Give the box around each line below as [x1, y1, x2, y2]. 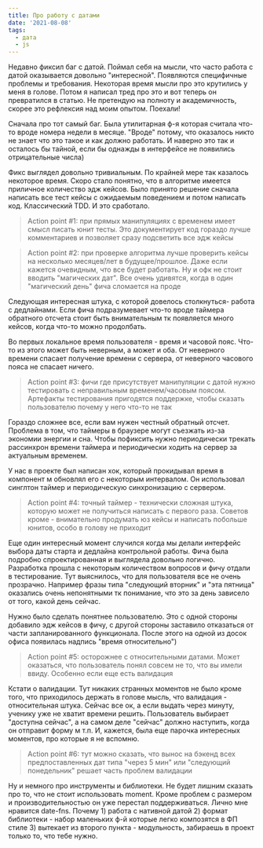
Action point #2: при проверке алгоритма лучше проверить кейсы [27, 248, 249, 258]
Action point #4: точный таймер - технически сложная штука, [27, 498, 234, 507]
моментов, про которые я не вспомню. [8, 734, 140, 744]
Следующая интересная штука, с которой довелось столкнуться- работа [8, 297, 255, 306]
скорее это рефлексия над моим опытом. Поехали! [8, 104, 181, 114]
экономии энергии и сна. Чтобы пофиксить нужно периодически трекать [8, 434, 256, 444]
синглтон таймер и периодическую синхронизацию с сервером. [8, 483, 226, 492]
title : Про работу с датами [8, 11, 100, 20]
